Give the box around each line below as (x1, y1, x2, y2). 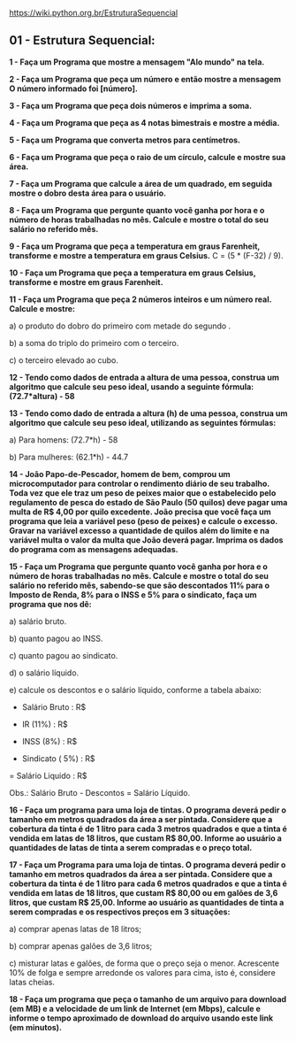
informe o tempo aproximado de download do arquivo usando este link (9, 1013, 274, 1023)
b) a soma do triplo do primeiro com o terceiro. (9, 337, 179, 348)
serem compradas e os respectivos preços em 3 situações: (9, 906, 231, 917)
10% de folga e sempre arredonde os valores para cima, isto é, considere (9, 967, 276, 977)
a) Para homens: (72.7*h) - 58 (9, 434, 118, 445)
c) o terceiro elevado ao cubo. (9, 354, 119, 366)
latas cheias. (9, 976, 56, 987)
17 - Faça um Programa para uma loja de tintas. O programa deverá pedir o (9, 859, 286, 870)
